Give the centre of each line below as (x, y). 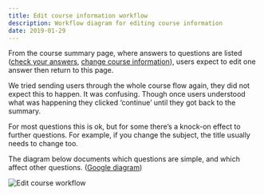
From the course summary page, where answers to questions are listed (125, 54)
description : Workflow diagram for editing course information (116, 23)
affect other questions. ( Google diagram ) (75, 168)
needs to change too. (43, 144)
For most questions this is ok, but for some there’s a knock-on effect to (124, 127)
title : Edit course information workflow (78, 16)
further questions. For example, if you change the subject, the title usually (130, 135)
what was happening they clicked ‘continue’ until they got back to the (122, 103)
